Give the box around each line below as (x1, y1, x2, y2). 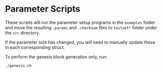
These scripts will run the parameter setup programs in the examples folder (5, 19, 156, 25)
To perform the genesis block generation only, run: (5, 54, 108, 59)
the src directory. (5, 30, 40, 36)
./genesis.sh (5, 63, 32, 68)
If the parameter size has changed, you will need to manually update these (5, 39, 156, 45)
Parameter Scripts (5, 3, 81, 15)
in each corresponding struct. (5, 44, 65, 50)
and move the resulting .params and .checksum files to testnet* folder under (5, 24, 158, 30)
